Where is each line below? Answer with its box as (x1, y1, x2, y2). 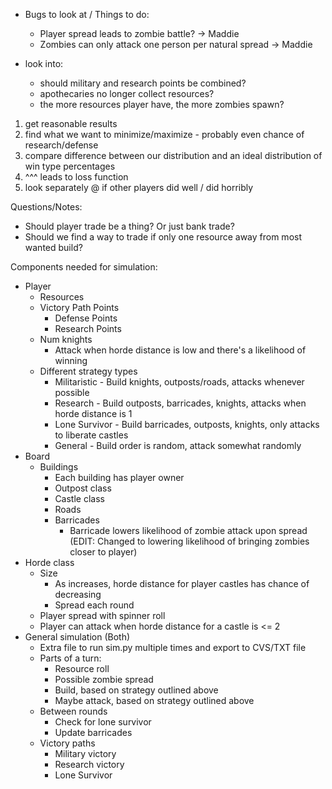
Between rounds (39, 705, 108, 717)
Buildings (39, 461, 79, 473)
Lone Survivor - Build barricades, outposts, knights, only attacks (54, 419, 320, 430)
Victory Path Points (39, 302, 120, 313)
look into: (24, 58, 64, 69)
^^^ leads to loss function (24, 171, 129, 183)
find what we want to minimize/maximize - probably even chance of (24, 129, 305, 140)
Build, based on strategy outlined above (54, 684, 219, 696)
